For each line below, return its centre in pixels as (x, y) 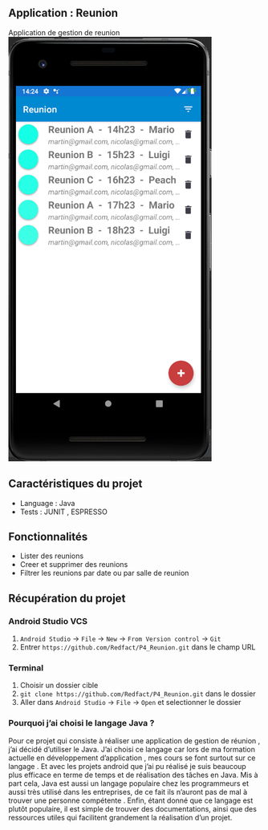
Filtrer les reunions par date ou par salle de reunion (104, 573)
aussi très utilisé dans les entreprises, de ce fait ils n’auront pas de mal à (128, 792)
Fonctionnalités (48, 537)
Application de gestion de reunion (64, 32)
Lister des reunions (52, 556)
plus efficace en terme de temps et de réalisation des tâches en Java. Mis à (133, 775)
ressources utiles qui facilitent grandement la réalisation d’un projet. (120, 817)
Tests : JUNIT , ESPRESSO (64, 512)
